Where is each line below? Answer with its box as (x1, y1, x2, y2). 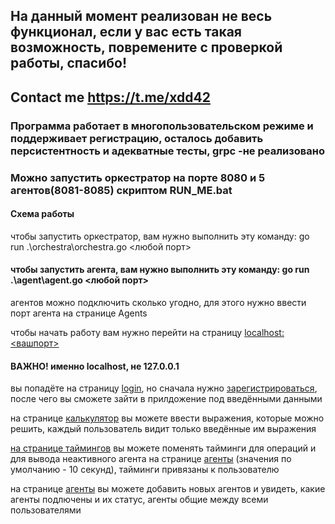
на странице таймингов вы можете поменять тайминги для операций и (10, 442, 317, 454)
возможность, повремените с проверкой (10, 39, 283, 56)
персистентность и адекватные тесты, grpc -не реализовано (10, 144, 325, 158)
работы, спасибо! (10, 55, 128, 72)
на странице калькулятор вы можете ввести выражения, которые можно (10, 412, 325, 424)
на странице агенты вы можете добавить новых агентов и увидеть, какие (10, 483, 326, 495)
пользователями (10, 504, 82, 516)
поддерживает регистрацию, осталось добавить (10, 131, 264, 145)
